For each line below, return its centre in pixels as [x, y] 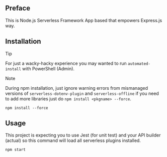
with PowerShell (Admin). [48, 68]
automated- [139, 64]
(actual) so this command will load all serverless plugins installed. [73, 140]
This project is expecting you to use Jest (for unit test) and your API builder [83, 135]
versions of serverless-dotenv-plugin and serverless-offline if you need [82, 93]
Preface [18, 8]
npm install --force [27, 108]
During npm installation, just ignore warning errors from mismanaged [77, 88]
